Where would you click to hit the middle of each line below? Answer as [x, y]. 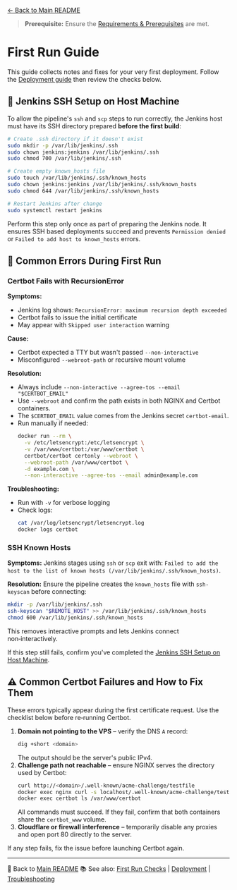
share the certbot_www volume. [62, 819]
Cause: [18, 339]
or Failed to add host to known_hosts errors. [74, 238]
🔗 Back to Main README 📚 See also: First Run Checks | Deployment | [109, 869]
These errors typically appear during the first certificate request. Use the [113, 710]
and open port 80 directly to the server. [75, 834]
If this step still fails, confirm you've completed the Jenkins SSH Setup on [114, 652]
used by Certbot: [42, 772]
